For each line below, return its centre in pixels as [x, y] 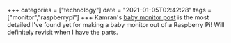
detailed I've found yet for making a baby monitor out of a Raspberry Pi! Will [116, 25]
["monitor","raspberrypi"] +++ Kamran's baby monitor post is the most [108, 17]
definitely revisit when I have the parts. [63, 32]
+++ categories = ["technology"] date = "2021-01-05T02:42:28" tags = [110, 10]
